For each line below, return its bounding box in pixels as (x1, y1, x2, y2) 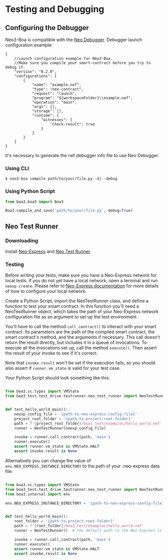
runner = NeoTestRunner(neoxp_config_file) (14, 425, 106, 431)
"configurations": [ (14, 74, 57, 79)
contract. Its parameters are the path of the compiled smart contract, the (5, 329, 155, 335)
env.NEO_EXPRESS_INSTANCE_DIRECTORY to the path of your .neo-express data (5, 463, 160, 469)
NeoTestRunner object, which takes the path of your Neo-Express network (5, 309, 159, 315)
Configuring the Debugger (5, 24, 89, 32)
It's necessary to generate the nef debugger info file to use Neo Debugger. (5, 153, 159, 158)
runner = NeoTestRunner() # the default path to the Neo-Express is (14, 528, 162, 533)
